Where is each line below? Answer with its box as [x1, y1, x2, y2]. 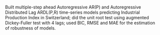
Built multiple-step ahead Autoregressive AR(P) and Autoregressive [5, 4, 141, 10]
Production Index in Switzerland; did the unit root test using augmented [5, 15, 149, 20]
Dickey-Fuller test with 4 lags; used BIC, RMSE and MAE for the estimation [5, 20, 156, 26]
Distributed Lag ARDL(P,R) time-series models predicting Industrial [5, 9, 140, 15]
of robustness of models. [5, 25, 56, 31]
